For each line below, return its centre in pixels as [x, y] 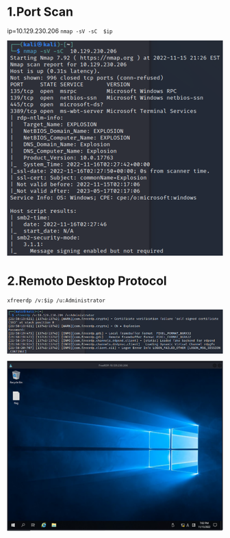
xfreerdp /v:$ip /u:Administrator [56, 300]
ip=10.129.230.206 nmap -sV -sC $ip [60, 31]
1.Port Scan [40, 12]
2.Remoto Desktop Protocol [87, 281]
